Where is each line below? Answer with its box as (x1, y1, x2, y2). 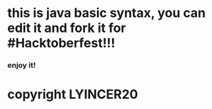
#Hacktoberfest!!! (7, 35, 116, 51)
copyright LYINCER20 (7, 86, 138, 103)
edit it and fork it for (7, 20, 126, 36)
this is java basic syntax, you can (7, 5, 206, 21)
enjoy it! (7, 60, 36, 70)
